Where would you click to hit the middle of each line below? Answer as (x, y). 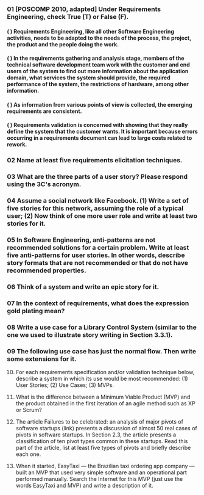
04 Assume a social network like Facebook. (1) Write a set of (98, 201)
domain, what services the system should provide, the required (89, 78)
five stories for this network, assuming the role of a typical (95, 208)
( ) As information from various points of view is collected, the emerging (100, 104)
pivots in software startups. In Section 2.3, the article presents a (96, 435)
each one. (28, 454)
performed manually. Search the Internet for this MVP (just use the (99, 479)
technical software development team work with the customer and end (99, 65)
